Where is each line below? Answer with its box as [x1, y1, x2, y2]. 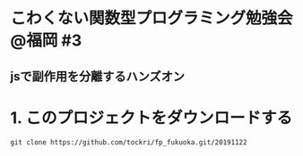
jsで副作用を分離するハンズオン [10, 69, 186, 84]
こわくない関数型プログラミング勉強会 [10, 8, 294, 29]
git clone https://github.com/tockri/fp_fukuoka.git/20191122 [10, 137, 247, 147]
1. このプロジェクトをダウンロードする [10, 108, 293, 127]
